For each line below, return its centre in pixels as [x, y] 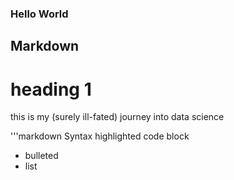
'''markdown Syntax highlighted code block [100, 136]
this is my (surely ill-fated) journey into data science [117, 117]
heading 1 [51, 89]
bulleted [41, 156]
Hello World [39, 14]
